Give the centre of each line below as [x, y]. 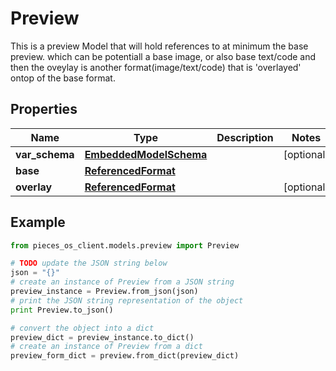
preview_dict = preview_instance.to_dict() [102, 337]
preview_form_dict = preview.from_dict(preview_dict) [125, 356]
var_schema [45, 154]
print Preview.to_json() [62, 310]
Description [245, 137]
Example [38, 222]
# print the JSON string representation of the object [127, 300]
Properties [44, 109]
